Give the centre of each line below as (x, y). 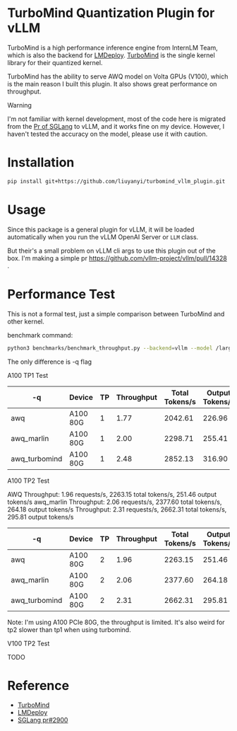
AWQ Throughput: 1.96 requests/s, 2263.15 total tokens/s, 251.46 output (112, 494)
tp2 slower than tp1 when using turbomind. (69, 629)
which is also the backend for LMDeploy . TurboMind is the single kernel (111, 55)
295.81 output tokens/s (41, 517)
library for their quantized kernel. (55, 62)
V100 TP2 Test (29, 643)
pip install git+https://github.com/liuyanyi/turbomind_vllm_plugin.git (116, 181)
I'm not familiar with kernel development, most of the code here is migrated (116, 119)
